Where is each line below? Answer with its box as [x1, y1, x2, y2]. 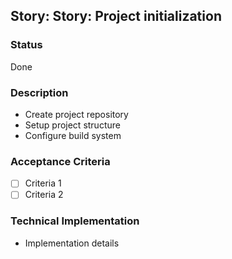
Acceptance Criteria [10, 154, 111, 168]
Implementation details [24, 237, 120, 249]
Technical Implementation [10, 214, 140, 228]
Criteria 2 [24, 189, 64, 201]
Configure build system [24, 129, 122, 141]
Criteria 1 [24, 177, 62, 189]
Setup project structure [24, 119, 121, 131]
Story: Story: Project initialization [10, 8, 222, 25]
